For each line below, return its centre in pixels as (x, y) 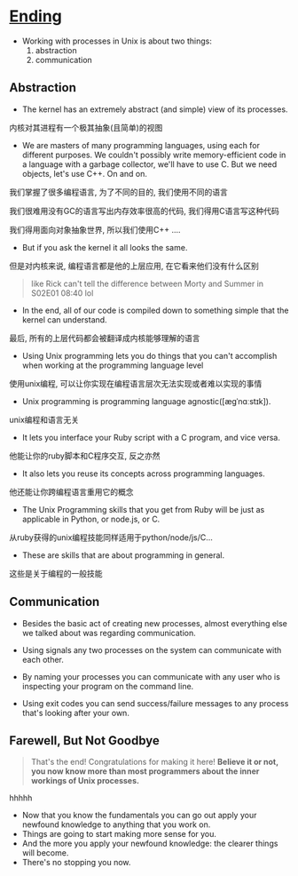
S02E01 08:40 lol (62, 293)
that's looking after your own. (76, 713)
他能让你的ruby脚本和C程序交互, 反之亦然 (85, 456)
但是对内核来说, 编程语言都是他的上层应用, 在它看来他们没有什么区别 (134, 266)
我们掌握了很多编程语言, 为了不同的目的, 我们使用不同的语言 (118, 192)
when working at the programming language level (113, 365)
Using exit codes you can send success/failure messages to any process (155, 703)
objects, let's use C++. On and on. (85, 173)
